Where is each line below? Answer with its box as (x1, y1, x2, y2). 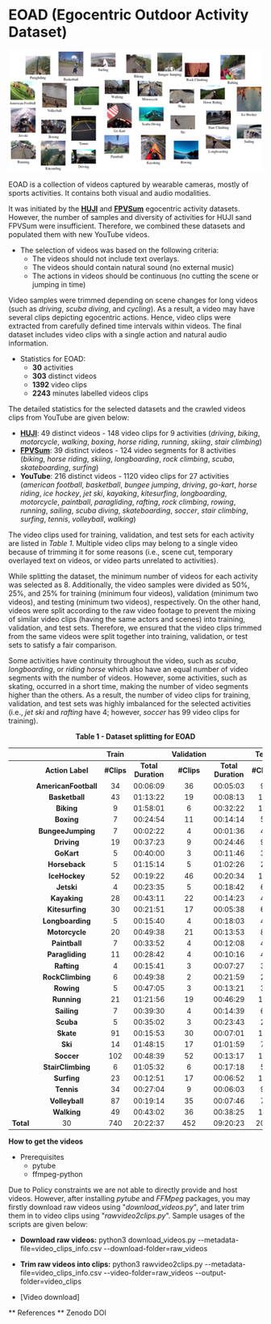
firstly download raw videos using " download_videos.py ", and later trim (8, 1202, 244, 1212)
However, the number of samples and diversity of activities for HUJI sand (8, 212, 252, 222)
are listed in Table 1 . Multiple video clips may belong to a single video (8, 538, 238, 548)
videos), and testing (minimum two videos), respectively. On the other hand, (8, 597, 261, 607)
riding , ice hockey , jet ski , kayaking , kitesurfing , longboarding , (19, 488, 227, 498)
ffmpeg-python (31, 1169, 83, 1178)
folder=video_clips (19, 1276, 82, 1286)
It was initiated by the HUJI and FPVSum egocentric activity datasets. (8, 204, 240, 214)
